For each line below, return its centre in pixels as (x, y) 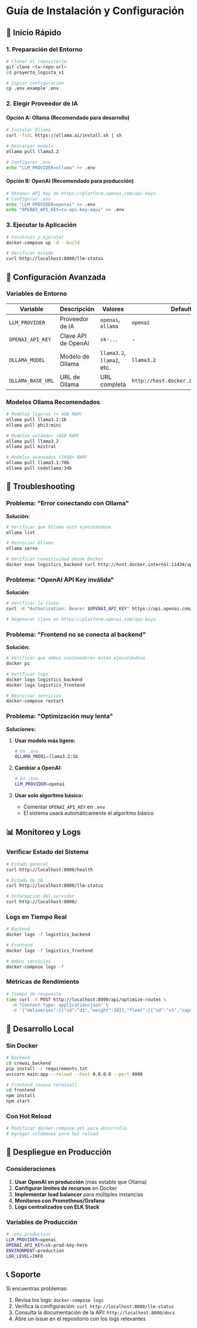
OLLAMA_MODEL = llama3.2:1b (46, 757)
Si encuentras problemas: (37, 1289)
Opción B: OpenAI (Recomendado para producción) (70, 181)
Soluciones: (21, 729)
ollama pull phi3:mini (34, 425)
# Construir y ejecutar (35, 237)
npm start (18, 1101)
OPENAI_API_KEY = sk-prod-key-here (47, 1245)
